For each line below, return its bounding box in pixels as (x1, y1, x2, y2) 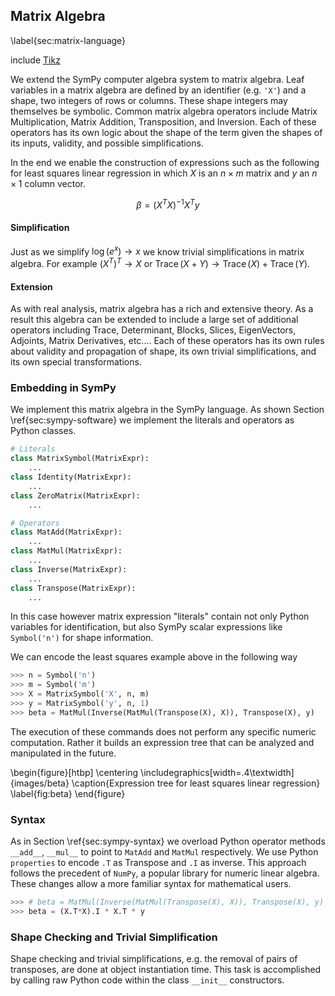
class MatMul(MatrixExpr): (10, 546, 123, 556)
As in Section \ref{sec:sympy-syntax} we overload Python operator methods (10, 835, 326, 848)
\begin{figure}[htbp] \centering (10, 766, 139, 778)
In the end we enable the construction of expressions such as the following (10, 156, 320, 168)
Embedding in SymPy (10, 381, 117, 395)
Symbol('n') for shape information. (10, 632, 154, 644)
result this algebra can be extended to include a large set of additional (10, 314, 299, 326)
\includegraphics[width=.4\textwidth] (140, 766, 295, 778)
